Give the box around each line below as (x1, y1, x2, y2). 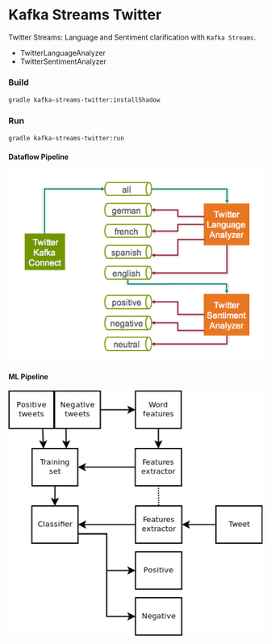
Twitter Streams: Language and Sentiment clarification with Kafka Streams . (8, 32, 256, 42)
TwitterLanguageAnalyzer (19, 48, 106, 57)
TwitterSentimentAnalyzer (19, 56, 107, 66)
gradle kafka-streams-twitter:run (8, 135, 125, 143)
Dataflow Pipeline (8, 152, 69, 161)
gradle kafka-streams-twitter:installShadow (8, 96, 161, 104)
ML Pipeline (8, 372, 48, 382)
